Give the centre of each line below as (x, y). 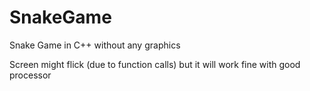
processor (30, 75)
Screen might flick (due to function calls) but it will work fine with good (155, 64)
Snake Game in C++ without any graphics (95, 45)
